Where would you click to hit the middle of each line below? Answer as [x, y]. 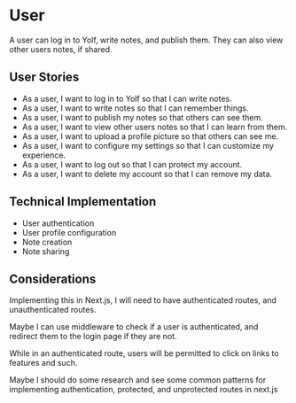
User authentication [58, 223]
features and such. [43, 363]
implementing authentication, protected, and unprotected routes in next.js [144, 390]
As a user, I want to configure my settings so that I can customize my [148, 145]
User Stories [44, 77]
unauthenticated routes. [53, 310]
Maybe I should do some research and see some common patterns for [138, 380]
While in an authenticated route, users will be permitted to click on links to [144, 353]
